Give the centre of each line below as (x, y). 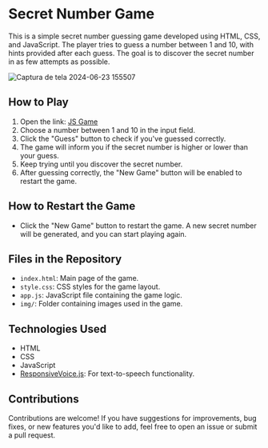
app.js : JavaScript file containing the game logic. (101, 295)
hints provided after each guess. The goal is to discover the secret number (131, 53)
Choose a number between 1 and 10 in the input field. (108, 130)
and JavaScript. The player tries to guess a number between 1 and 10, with (131, 44)
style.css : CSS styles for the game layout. (90, 287)
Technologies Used (57, 329)
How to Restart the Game (72, 206)
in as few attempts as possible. (59, 62)
